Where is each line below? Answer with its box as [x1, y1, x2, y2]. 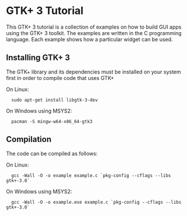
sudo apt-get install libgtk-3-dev [11, 97, 98, 103]
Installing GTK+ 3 [6, 53, 70, 62]
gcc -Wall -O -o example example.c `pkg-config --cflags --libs [11, 172, 171, 179]
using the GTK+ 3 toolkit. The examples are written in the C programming [6, 29, 182, 36]
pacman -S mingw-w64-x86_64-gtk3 [11, 119, 93, 124]
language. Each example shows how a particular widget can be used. [6, 36, 174, 43]
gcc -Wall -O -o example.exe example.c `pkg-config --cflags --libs [11, 199, 182, 205]
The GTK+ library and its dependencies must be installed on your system [6, 68, 181, 75]
